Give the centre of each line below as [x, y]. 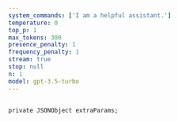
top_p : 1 [23, 30]
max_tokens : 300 [35, 37]
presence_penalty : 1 [42, 45]
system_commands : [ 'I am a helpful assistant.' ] [90, 15]
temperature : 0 [33, 23]
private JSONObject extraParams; [63, 110]
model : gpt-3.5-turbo [44, 81]
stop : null [26, 67]
